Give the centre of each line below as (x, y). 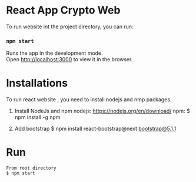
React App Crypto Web (63, 10)
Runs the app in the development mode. (54, 53)
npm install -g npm (37, 117)
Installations (37, 83)
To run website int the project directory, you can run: (70, 27)
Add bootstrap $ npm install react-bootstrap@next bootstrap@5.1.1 (95, 129)
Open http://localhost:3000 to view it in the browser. (69, 59)
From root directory (31, 168)
